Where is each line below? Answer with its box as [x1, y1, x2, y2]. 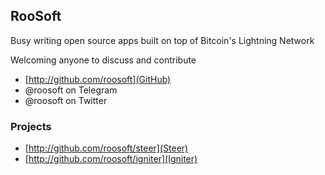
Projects [10, 119, 52, 133]
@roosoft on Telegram [24, 84, 118, 96]
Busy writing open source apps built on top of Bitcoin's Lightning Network [10, 34, 315, 46]
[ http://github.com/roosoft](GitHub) [24, 73, 172, 85]
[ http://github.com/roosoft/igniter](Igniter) [24, 153, 198, 165]
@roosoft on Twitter [24, 94, 108, 106]
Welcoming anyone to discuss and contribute [10, 54, 197, 66]
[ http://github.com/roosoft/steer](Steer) [24, 142, 189, 154]
